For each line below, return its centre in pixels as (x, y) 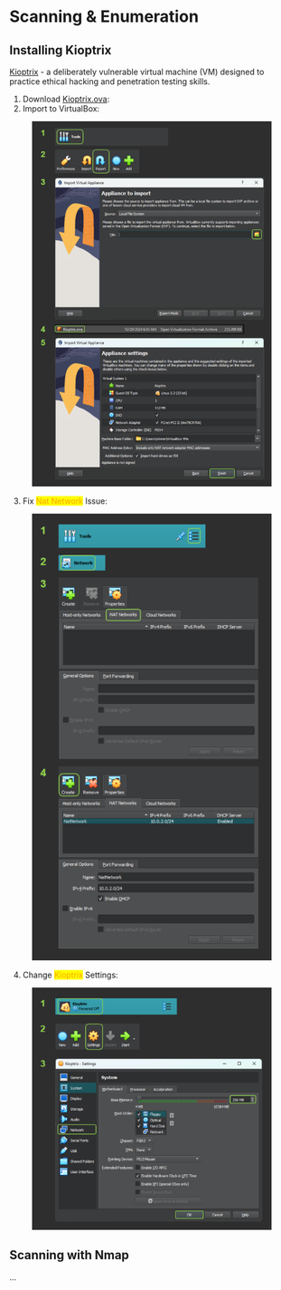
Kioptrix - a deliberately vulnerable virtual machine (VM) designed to (137, 72)
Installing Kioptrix (61, 50)
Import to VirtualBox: (61, 109)
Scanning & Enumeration (104, 17)
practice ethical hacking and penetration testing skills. (110, 82)
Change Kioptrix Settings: (70, 975)
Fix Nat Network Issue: (65, 501)
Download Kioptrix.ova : (66, 99)
